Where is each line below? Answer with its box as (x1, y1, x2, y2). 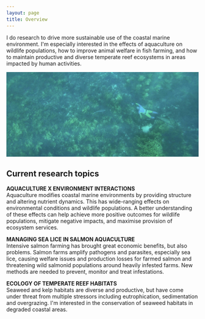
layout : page (6, 10, 40, 16)
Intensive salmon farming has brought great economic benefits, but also (6, 242, 187, 249)
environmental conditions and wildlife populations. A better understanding (6, 204, 192, 212)
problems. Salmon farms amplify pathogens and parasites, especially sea (6, 248, 191, 256)
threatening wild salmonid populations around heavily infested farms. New (6, 261, 193, 268)
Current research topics (6, 168, 99, 179)
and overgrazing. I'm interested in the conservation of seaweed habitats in (6, 299, 193, 306)
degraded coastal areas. (6, 306, 68, 313)
